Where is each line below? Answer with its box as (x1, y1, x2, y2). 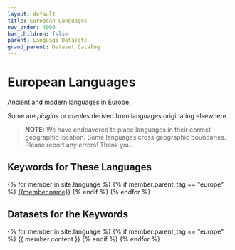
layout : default (7, 10, 56, 18)
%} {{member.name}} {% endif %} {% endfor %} (7, 187, 151, 196)
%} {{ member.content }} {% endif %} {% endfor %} (7, 234, 160, 243)
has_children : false (7, 30, 69, 38)
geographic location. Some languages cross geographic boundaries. (24, 132, 226, 141)
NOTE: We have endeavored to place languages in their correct (24, 125, 211, 134)
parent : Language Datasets (7, 37, 88, 44)
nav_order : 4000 (7, 24, 56, 31)
